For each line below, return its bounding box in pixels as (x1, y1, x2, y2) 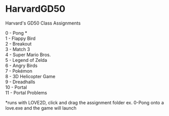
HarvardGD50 (5, 3, 65, 15)
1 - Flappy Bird (5, 35, 36, 41)
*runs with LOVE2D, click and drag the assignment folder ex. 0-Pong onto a (5, 99, 164, 105)
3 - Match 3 (5, 46, 30, 52)
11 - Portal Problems (5, 89, 47, 96)
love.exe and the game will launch (5, 105, 77, 111)
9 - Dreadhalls (5, 79, 36, 85)
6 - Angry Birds (5, 62, 38, 68)
